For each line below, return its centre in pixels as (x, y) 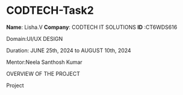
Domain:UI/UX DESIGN (35, 38)
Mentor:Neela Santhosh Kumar (44, 62)
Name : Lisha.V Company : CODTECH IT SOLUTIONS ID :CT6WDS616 (92, 27)
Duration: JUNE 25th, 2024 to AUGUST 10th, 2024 (69, 50)
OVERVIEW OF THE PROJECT (43, 73)
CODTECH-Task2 (50, 11)
